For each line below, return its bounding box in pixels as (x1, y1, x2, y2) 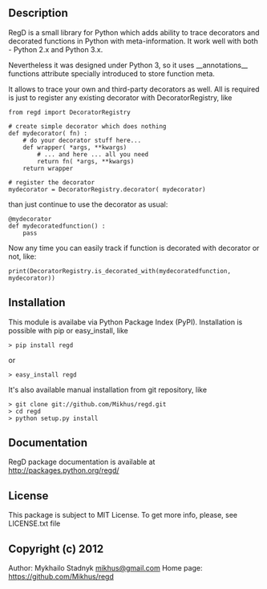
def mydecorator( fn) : (8, 129, 88, 137)
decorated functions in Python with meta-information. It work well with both (8, 36, 258, 46)
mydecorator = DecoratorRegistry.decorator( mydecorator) (8, 185, 206, 193)
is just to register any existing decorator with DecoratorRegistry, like (8, 92, 233, 103)
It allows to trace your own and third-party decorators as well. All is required (8, 84, 260, 94)
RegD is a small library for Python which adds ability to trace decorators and (8, 27, 260, 37)
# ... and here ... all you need (37, 150, 149, 159)
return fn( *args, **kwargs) (37, 157, 135, 165)
